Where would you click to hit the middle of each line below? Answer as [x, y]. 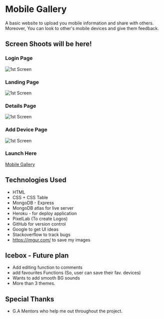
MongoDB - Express [33, 203]
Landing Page [22, 82]
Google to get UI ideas [35, 229]
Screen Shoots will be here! [49, 44]
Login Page [19, 58]
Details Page [21, 106]
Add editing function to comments [47, 268]
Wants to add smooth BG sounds [46, 278]
